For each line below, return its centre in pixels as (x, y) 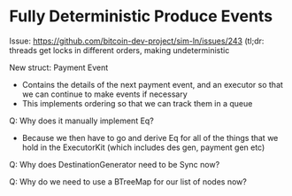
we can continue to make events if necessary (104, 94)
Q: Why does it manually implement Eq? (82, 121)
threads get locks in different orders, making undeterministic (119, 50)
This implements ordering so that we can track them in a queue (137, 103)
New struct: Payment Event (59, 67)
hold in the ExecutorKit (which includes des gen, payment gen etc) (143, 147)
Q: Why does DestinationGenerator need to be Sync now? (115, 164)
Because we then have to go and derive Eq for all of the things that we (150, 137)
